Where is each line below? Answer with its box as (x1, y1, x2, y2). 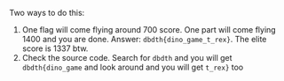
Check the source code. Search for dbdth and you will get (21, 53, 233, 63)
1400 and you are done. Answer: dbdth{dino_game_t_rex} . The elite (21, 34, 267, 44)
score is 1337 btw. (21, 43, 89, 54)
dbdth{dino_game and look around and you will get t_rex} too (21, 62, 244, 72)
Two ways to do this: (9, 8, 85, 18)
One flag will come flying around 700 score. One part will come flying (21, 25, 277, 34)
